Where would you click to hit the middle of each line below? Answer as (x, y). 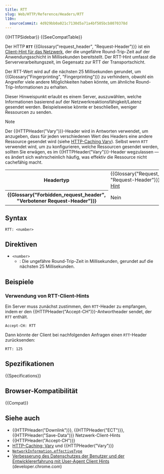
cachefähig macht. (24, 162)
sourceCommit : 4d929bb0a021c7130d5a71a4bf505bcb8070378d (69, 23)
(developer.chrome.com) (37, 466)
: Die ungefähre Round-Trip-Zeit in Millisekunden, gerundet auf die (86, 261)
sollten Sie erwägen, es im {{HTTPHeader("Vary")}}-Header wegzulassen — (82, 152)
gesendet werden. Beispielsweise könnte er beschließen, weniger (71, 107)
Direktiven (21, 244)
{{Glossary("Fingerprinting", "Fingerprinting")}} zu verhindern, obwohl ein (79, 77)
